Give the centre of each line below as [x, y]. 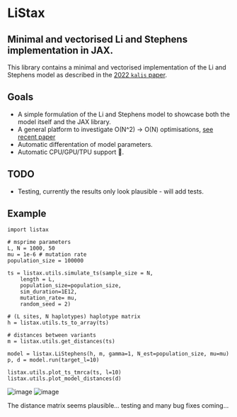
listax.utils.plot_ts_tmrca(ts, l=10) [64, 373]
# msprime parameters [39, 243]
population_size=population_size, [71, 286]
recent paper [36, 137]
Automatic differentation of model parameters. [85, 144]
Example [27, 214]
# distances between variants [52, 335]
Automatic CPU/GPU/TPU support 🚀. [71, 152]
